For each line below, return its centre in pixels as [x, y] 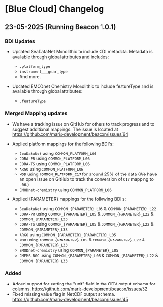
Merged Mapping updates [36, 113]
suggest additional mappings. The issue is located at [65, 129]
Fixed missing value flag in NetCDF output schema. [64, 294]
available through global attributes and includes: [61, 57]
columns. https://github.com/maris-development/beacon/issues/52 [80, 289]
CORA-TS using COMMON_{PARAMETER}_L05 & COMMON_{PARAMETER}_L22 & [86, 224]
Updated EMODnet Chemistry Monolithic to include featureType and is [83, 86]
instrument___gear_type [44, 72]
